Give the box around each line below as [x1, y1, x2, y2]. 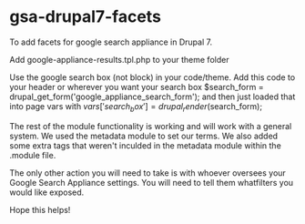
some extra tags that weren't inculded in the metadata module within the [9, 139, 282, 151]
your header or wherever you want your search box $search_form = [9, 81, 264, 92]
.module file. [9, 149, 56, 160]
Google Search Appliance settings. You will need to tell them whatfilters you [9, 177, 294, 188]
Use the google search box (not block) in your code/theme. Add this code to [9, 71, 296, 83]
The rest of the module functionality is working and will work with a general [9, 120, 292, 131]
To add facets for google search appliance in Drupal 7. [9, 36, 212, 47]
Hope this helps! [9, 204, 71, 215]
